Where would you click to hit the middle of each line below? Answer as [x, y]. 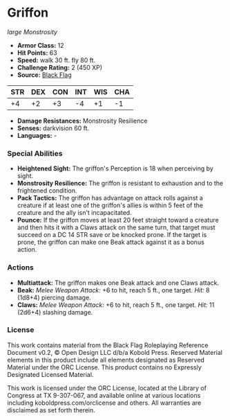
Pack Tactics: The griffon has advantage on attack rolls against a [110, 198]
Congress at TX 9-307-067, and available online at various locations [104, 395]
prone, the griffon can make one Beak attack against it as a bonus [111, 242]
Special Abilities [35, 153]
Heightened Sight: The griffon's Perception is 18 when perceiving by [115, 168]
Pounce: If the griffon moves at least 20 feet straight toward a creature [118, 220]
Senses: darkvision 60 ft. [53, 128]
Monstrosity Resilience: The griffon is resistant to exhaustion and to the [120, 183]
